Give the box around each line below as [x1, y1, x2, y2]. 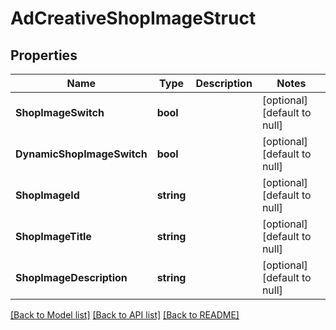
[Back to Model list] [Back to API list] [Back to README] [10, 309, 240, 321]
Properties [10, 47, 78, 64]
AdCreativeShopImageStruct [10, 7, 257, 30]
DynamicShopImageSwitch [15, 147, 148, 161]
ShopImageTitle [15, 230, 92, 243]
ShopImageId [15, 188, 80, 202]
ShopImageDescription [15, 271, 128, 284]
